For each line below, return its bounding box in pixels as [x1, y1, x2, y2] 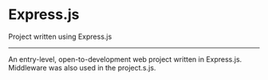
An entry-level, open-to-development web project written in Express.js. [8, 54, 242, 64]
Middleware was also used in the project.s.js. [8, 63, 156, 72]
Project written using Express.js [8, 32, 112, 41]
